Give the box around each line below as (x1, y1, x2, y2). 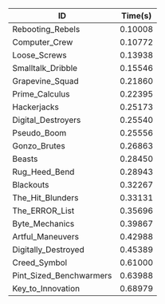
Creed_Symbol (12, 257, 68, 268)
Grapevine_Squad (12, 76, 80, 86)
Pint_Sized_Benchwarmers (12, 270, 112, 281)
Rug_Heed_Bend (12, 167, 75, 177)
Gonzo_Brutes (12, 140, 65, 151)
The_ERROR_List (12, 205, 75, 216)
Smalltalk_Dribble (12, 63, 78, 73)
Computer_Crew (12, 37, 73, 47)
